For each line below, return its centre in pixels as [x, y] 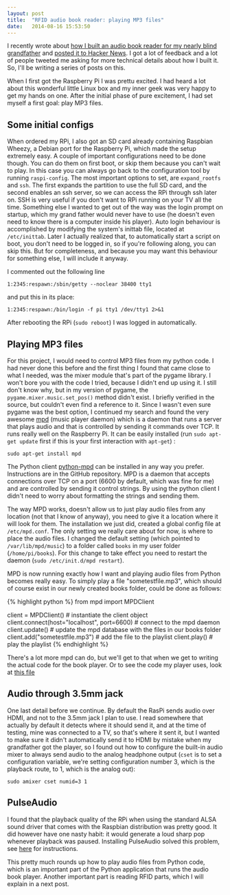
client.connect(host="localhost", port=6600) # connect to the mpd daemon [114, 622]
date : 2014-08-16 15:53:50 [49, 26]
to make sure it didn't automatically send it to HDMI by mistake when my [109, 739]
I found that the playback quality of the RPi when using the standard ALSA [112, 819]
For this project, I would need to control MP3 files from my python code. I [111, 361]
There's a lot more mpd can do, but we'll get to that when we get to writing [113, 657]
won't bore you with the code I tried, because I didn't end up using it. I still [112, 382]
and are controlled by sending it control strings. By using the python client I [113, 488]
